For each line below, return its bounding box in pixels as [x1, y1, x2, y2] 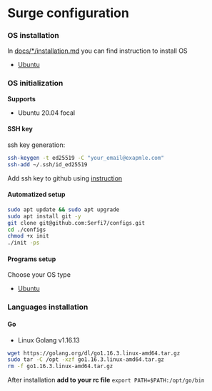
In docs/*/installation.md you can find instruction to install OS [7, 46, 188, 55]
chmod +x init [7, 233, 50, 240]
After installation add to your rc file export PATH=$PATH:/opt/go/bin [7, 376, 205, 385]
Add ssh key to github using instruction [7, 173, 123, 183]
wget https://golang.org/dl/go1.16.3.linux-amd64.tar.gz [7, 350, 181, 357]
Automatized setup [7, 191, 66, 199]
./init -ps [7, 239, 40, 247]
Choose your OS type [7, 270, 71, 279]
